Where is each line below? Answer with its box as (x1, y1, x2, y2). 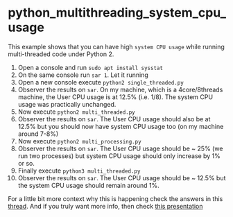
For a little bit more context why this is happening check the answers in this (8, 194, 223, 202)
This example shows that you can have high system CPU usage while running (8, 42, 225, 51)
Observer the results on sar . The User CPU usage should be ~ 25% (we (17, 144, 223, 153)
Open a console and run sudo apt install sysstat (17, 63, 164, 71)
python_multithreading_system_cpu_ (8, 5, 227, 21)
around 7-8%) (17, 130, 59, 138)
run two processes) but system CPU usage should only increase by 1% (17, 151, 221, 160)
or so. (17, 159, 35, 167)
